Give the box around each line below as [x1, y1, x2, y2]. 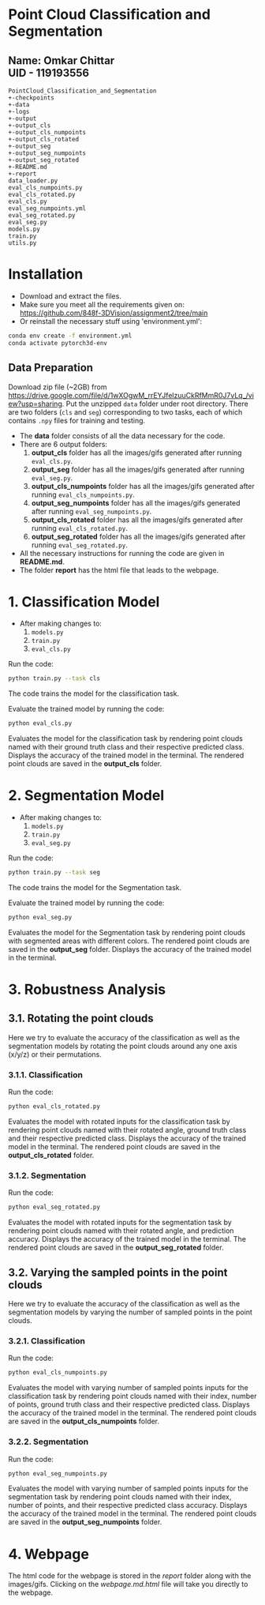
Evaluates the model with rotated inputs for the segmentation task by [8, 1218, 233, 1227]
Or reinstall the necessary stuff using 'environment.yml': [19, 316, 203, 325]
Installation [8, 265, 84, 284]
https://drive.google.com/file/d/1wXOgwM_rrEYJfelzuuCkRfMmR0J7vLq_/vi [8, 390, 255, 400]
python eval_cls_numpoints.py [8, 1369, 108, 1377]
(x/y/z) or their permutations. [8, 1049, 103, 1059]
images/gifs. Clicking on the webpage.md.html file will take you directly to [8, 1580, 248, 1589]
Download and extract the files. [19, 291, 122, 301]
